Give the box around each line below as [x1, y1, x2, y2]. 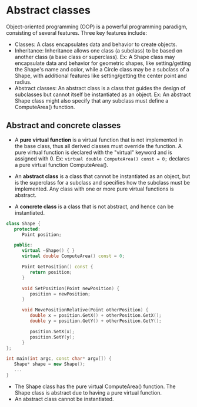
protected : [14, 226, 41, 232]
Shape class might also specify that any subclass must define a [14, 97, 169, 104]
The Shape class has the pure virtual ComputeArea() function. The [14, 383, 176, 390]
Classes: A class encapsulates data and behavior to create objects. [14, 41, 178, 48]
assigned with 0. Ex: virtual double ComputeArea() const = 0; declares [14, 155, 190, 162]
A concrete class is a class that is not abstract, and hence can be [14, 203, 174, 210]
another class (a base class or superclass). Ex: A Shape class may [14, 53, 175, 60]
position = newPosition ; [29, 291, 91, 297]
